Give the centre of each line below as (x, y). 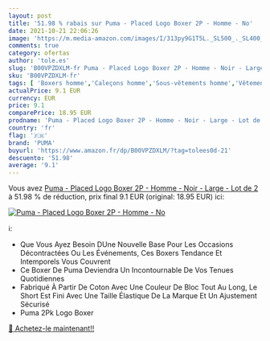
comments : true (34, 46)
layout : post (30, 16)
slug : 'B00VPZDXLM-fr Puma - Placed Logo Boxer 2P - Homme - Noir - (125, 68)
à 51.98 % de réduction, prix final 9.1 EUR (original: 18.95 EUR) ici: (117, 197)
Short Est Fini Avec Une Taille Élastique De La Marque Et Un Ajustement (138, 296)
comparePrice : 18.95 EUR (50, 113)
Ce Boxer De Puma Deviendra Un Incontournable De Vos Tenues (127, 270)
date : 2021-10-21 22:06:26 (53, 31)
